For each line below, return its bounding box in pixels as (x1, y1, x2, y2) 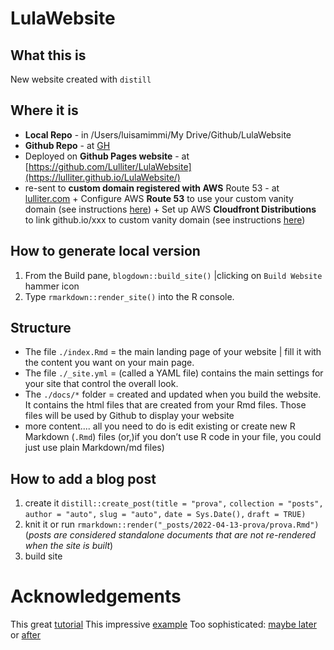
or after (10, 629, 42, 641)
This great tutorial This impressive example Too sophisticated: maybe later (10, 618, 317, 631)
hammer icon (24, 280, 80, 292)
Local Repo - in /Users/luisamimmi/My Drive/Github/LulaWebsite (24, 128, 292, 141)
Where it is (10, 102, 79, 119)
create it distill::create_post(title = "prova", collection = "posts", (24, 497, 324, 509)
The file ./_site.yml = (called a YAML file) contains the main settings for (24, 367, 324, 379)
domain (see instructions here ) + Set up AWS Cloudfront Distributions (24, 203, 317, 215)
